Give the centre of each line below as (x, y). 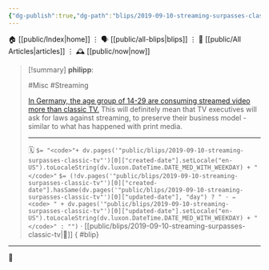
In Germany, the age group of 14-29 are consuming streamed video (139, 100)
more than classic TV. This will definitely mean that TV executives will (143, 109)
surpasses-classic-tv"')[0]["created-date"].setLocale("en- (130, 160)
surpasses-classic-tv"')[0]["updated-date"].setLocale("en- (130, 211)
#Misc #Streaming (58, 85)
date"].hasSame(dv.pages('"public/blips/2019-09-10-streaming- (136, 190)
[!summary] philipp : (61, 70)
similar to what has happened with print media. (105, 126)
